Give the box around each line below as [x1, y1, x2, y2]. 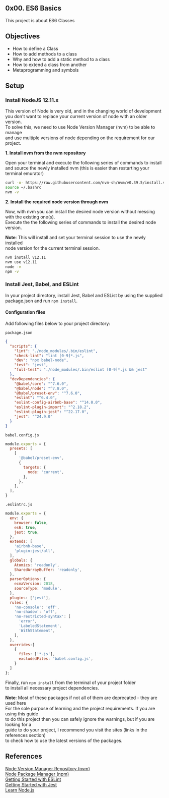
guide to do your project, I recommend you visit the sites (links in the [5, 726, 147, 733]
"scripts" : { [10, 344, 37, 349]
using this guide [5, 711, 39, 717]
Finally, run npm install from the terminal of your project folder [5, 679, 136, 686]
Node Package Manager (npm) [5, 771, 69, 777]
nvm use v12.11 [5, 259, 37, 264]
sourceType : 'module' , [14, 586, 62, 591]
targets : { [23, 465, 46, 470]
